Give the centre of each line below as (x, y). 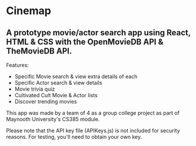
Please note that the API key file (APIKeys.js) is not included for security (93, 130)
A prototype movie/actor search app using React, (99, 33)
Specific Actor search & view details (58, 83)
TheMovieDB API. (39, 51)
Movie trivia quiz (35, 89)
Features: (18, 65)
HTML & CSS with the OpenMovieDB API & (85, 42)
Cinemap (29, 11)
